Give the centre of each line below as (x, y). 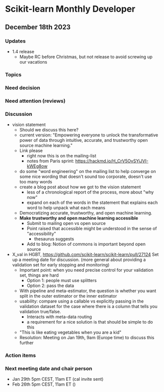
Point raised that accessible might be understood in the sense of (92, 228)
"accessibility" (41, 234)
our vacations (33, 62)
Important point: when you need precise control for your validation (86, 270)
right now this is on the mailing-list (61, 155)
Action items (21, 355)
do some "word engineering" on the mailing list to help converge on (88, 171)
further (26, 343)
